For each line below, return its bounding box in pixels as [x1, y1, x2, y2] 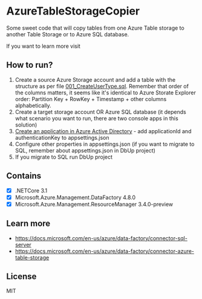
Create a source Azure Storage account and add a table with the [15, 76, 176, 83]
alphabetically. [15, 102, 51, 109]
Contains [6, 171, 41, 181]
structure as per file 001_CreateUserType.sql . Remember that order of [15, 82, 189, 90]
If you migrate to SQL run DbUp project [15, 153, 113, 160]
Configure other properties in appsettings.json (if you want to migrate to [15, 140, 195, 148]
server [15, 241, 31, 248]
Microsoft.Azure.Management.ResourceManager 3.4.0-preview [15, 200, 174, 208]
